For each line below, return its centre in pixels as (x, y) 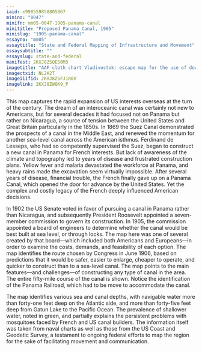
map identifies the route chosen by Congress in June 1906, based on (92, 253)
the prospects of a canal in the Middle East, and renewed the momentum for (100, 133)
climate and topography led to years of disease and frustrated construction (99, 159)
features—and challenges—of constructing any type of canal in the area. (96, 272)
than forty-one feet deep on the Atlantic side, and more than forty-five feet (99, 303)
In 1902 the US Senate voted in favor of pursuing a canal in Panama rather (98, 208)
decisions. (19, 197)
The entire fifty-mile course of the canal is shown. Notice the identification (98, 279)
